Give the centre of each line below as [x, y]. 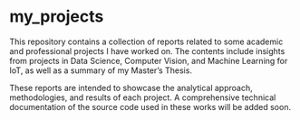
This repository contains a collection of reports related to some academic [146, 42]
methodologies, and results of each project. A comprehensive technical [143, 97]
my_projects [57, 17]
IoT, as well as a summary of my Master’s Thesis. [101, 70]
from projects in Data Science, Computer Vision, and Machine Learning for [149, 60]
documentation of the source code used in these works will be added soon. [150, 106]
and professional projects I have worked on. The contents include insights [147, 51]
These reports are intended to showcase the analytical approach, [131, 88]
